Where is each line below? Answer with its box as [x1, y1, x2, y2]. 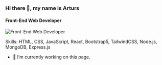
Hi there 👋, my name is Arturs [5, 5, 80, 12]
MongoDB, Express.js [5, 44, 51, 50]
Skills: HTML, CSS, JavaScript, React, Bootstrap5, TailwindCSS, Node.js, [5, 38, 157, 45]
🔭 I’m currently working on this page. [12, 54, 90, 60]
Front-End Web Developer [5, 17, 62, 24]
